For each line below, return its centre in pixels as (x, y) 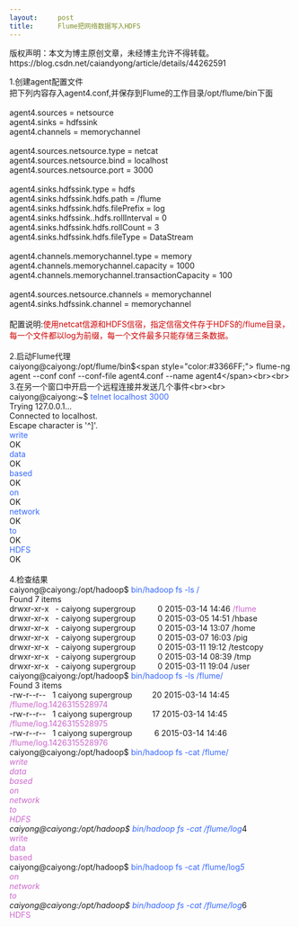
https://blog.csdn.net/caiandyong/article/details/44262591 (118, 63)
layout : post (42, 18)
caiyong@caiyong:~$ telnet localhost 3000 (89, 396)
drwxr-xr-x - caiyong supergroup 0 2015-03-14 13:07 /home (132, 627)
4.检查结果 (29, 579)
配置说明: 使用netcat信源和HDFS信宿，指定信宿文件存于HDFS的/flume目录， (149, 324)
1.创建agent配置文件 (46, 81)
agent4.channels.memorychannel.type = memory (101, 256)
